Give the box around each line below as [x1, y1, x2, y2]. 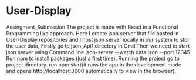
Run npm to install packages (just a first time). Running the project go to [6, 55, 180, 62]
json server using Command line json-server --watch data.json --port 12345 [6, 48, 191, 55]
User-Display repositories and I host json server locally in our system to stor [6, 36, 190, 43]
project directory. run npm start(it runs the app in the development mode [6, 61, 182, 68]
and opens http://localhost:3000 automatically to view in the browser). [6, 67, 177, 74]
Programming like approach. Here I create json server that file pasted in [6, 29, 179, 36]
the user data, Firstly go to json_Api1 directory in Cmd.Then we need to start [6, 42, 190, 49]
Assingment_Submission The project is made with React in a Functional [6, 24, 178, 31]
